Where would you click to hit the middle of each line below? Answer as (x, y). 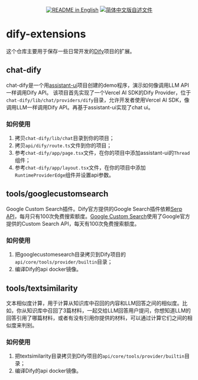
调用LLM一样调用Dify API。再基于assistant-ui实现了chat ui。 (80, 107)
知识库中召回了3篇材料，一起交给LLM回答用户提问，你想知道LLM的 (108, 310)
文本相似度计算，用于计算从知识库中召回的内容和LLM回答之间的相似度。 (94, 303)
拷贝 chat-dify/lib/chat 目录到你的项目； (64, 138)
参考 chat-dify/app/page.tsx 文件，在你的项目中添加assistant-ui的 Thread (102, 153)
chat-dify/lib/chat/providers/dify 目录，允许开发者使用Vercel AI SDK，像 (98, 100)
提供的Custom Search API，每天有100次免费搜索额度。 (73, 223)
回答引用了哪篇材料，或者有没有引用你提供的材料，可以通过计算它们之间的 (97, 318)
